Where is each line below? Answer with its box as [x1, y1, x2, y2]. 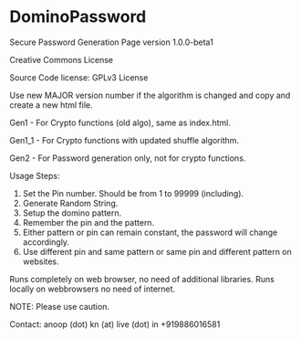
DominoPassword [9, 6, 147, 27]
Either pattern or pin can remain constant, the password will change [22, 227, 278, 238]
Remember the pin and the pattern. [22, 217, 155, 228]
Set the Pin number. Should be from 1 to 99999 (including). [22, 187, 244, 198]
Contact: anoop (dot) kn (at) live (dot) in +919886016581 [9, 318, 221, 330]
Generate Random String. [22, 197, 119, 208]
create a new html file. [9, 99, 93, 111]
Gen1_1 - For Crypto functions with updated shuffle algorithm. [9, 134, 240, 145]
